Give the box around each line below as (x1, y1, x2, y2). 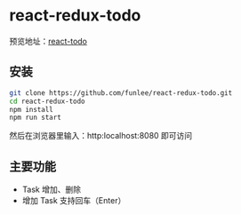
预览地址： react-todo (9, 36, 87, 46)
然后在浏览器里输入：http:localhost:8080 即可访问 (9, 131, 193, 141)
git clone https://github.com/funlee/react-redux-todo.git (9, 88, 233, 98)
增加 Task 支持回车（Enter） (21, 195, 126, 206)
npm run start (9, 113, 62, 123)
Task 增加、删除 (21, 184, 82, 195)
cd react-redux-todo (9, 97, 86, 106)
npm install (9, 105, 53, 114)
